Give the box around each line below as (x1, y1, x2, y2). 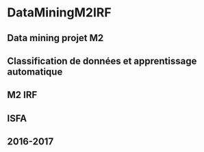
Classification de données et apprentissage (7, 55, 197, 66)
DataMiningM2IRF (7, 5, 112, 21)
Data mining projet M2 (7, 32, 104, 44)
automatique (7, 66, 63, 77)
